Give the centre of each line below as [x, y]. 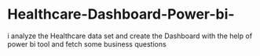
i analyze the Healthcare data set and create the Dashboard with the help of [130, 36]
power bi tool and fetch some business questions [87, 44]
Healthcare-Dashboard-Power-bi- [121, 14]
